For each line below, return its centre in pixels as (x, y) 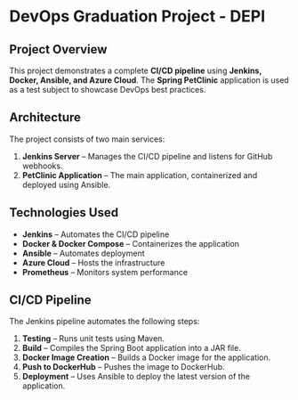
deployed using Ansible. (66, 184)
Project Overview (58, 49)
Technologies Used (64, 212)
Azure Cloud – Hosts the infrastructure (93, 262)
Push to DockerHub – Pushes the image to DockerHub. (123, 367)
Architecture (45, 118)
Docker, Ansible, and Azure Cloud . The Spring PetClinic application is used (149, 80)
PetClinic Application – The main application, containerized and (140, 175)
